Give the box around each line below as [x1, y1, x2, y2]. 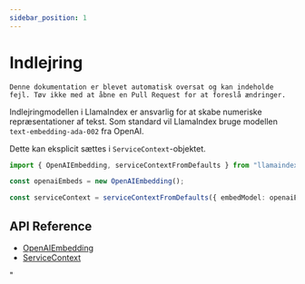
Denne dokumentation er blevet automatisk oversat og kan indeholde [9, 83, 274, 92]
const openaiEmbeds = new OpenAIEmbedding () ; [9, 177, 184, 186]
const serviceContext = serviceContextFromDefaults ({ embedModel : [9, 193, 266, 202]
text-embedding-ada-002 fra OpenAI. [9, 125, 144, 136]
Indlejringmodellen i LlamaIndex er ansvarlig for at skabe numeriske [9, 106, 262, 117]
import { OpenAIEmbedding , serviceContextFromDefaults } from [9, 161, 250, 170]
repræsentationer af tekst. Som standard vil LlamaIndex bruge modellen [9, 115, 279, 127]
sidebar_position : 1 [9, 13, 88, 23]
